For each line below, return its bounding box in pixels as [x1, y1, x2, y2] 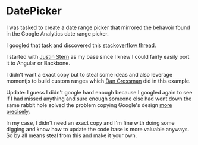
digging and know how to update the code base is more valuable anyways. [6, 125, 189, 133]
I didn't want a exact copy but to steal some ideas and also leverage [6, 71, 173, 78]
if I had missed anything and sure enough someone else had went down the [6, 95, 192, 102]
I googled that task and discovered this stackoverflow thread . [6, 42, 156, 49]
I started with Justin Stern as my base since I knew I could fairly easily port [6, 53, 190, 60]
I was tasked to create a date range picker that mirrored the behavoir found [6, 24, 190, 31]
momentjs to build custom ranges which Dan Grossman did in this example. [6, 77, 191, 84]
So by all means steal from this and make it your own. [6, 132, 137, 139]
